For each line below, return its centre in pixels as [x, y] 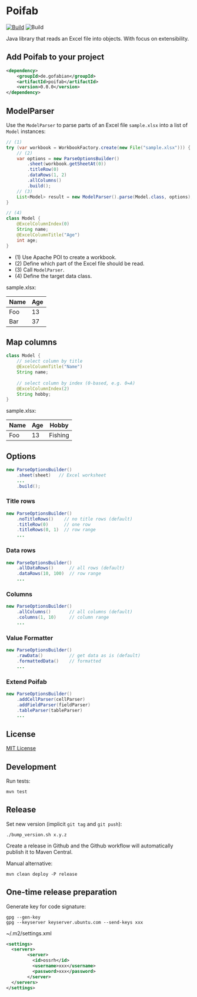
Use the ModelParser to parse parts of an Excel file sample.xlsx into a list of [97, 125]
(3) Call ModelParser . [39, 270]
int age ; [27, 240]
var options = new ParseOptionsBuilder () [68, 158]
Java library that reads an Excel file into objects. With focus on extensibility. [98, 38]
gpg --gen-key [24, 917]
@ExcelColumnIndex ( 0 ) [43, 224]
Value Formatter [30, 638]
